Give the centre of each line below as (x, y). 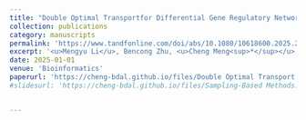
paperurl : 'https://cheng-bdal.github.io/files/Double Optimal (132, 77)
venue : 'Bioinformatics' (56, 69)
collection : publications (58, 26)
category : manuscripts (52, 35)
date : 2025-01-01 (42, 60)
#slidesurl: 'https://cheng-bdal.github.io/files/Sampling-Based (136, 85)
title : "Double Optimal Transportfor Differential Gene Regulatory (140, 18)
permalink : (30, 43)
